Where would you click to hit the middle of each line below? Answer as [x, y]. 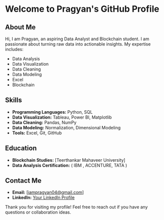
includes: [14, 49]
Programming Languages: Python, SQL [52, 112]
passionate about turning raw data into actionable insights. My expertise [78, 44]
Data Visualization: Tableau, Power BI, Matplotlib [62, 117]
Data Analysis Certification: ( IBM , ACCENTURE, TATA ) [70, 165]
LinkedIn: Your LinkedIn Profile [43, 197]
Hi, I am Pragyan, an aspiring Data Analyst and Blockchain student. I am [77, 39]
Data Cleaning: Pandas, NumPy [44, 122]
